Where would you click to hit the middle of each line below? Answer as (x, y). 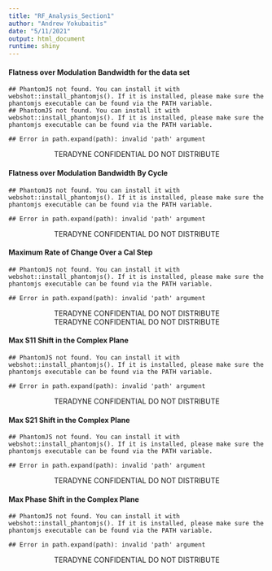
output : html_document (47, 39)
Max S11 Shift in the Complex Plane (68, 340)
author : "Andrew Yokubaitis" (58, 24)
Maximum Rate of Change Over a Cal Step (81, 252)
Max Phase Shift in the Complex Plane (74, 499)
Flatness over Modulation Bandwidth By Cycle (88, 172)
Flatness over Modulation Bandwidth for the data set (99, 72)
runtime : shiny (34, 46)
